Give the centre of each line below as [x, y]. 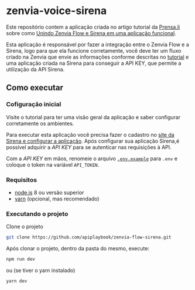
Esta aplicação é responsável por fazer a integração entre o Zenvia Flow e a [97, 44]
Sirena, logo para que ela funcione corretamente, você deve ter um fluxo [94, 50]
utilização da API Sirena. [35, 69]
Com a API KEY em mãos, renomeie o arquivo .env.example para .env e [92, 158]
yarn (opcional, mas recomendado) [57, 198]
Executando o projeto [37, 213]
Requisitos [21, 179]
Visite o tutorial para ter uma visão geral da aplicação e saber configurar [93, 117]
